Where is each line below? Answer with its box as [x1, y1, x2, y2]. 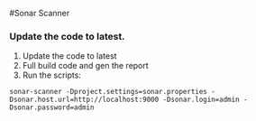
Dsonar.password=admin [9, 103, 95, 112]
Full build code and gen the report [22, 60, 149, 71]
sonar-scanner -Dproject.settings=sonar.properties [9, 88, 207, 97]
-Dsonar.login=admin [162, 95, 241, 105]
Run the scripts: [22, 70, 81, 80]
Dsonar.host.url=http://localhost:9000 [9, 95, 160, 105]
